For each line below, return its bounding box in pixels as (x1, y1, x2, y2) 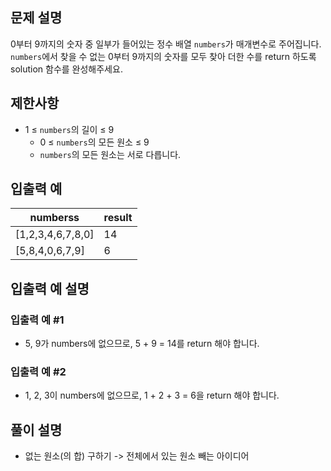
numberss (29, 211, 80, 225)
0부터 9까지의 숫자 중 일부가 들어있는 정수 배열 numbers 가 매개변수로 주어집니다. (10, 38, 322, 50)
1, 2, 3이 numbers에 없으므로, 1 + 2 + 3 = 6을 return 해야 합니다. (24, 389, 280, 402)
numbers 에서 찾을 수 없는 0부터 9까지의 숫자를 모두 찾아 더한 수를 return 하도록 (10, 50, 317, 62)
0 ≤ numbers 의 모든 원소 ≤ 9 (39, 136, 150, 148)
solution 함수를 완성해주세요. (10, 63, 123, 75)
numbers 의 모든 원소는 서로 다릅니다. (39, 148, 182, 160)
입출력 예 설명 (10, 280, 90, 297)
